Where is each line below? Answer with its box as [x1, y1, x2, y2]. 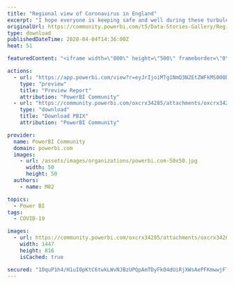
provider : [7, 131, 36, 139]
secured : [7, 266, 33, 273]
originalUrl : [7, 23, 45, 30]
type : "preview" [19, 81, 68, 87]
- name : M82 [19, 183, 54, 190]
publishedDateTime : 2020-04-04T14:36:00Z [7, 36, 130, 43]
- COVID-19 [13, 215, 45, 222]
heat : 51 [7, 42, 33, 49]
